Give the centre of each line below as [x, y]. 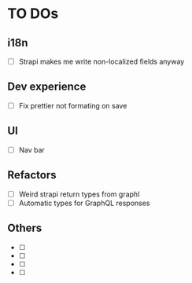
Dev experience [47, 87]
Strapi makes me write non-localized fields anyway [102, 61]
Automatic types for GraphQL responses [84, 203]
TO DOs [33, 14]
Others [25, 228]
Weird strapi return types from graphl [79, 194]
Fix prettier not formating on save [73, 105]
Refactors [32, 175]
